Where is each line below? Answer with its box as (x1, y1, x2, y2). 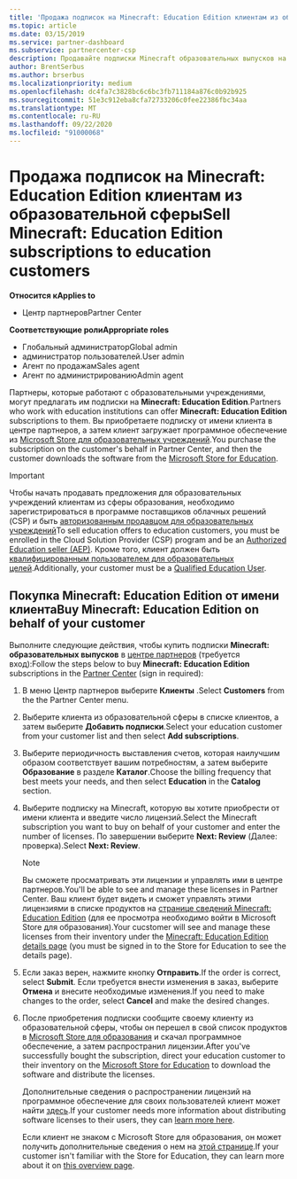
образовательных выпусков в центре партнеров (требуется (9, 649, 240, 660)
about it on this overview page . (21, 1159, 135, 1170)
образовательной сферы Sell (9, 205, 232, 224)
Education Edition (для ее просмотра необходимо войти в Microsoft (21, 912, 277, 923)
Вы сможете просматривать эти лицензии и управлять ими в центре (21, 874, 283, 885)
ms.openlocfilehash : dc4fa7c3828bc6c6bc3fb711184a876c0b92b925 (9, 87, 247, 96)
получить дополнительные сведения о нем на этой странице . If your (21, 1141, 279, 1152)
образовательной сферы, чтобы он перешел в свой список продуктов (21, 1021, 287, 1033)
